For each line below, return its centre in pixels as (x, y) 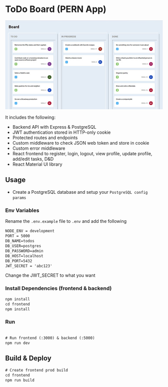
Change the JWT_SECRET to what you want (50, 275)
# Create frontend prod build (37, 370)
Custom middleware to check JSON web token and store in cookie (81, 143)
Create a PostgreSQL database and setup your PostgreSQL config (80, 192)
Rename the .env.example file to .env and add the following (66, 221)
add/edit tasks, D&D (33, 159)
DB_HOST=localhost (24, 256)
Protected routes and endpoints (45, 137)
